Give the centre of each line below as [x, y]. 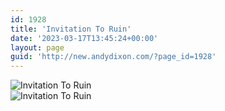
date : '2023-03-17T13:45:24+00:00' [84, 38]
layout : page [37, 47]
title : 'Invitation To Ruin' [71, 29]
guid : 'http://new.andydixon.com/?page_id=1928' [113, 57]
